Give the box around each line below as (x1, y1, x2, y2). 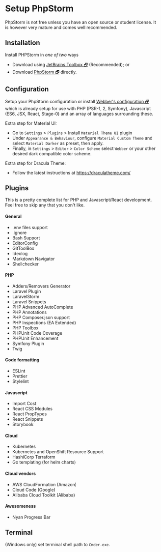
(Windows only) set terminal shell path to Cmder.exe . (5, 541, 110, 547)
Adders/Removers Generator (12, 283, 71, 289)
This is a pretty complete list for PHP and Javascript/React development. (5, 197, 152, 203)
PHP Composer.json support (12, 314, 70, 320)
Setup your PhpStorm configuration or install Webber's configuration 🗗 (5, 98, 150, 104)
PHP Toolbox (12, 325, 39, 331)
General (5, 213, 22, 219)
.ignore (12, 230, 27, 235)
